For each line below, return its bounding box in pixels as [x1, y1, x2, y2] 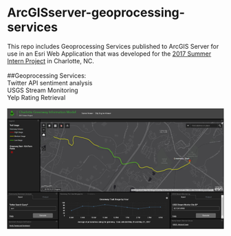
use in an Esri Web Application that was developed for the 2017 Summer [7, 50, 212, 58]
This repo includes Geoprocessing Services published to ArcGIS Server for [7, 42, 219, 50]
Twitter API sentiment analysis [7, 78, 93, 87]
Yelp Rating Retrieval [7, 93, 66, 101]
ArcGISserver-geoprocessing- [7, 5, 186, 21]
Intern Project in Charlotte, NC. [7, 56, 94, 65]
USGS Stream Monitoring [7, 86, 78, 94]
